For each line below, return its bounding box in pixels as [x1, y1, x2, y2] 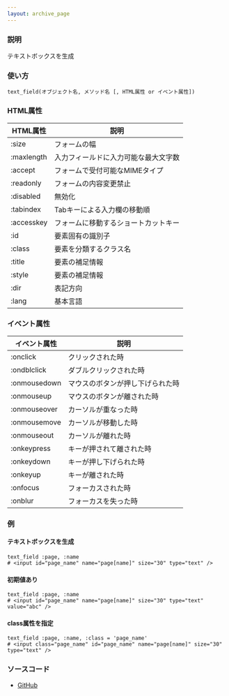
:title [10, 256, 25, 266]
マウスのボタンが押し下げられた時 [68, 378, 180, 388]
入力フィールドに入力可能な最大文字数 [54, 152, 180, 162]
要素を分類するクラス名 [54, 244, 131, 253]
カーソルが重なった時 [68, 404, 138, 414]
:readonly [10, 178, 42, 188]
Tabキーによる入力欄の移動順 [54, 205, 150, 214]
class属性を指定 [7, 619, 54, 627]
